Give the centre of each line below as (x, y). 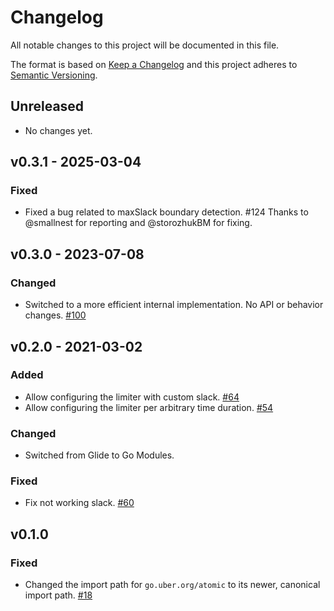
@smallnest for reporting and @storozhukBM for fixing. (138, 223)
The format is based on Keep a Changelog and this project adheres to (154, 64)
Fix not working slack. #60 (79, 503)
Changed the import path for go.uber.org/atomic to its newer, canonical (172, 585)
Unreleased (47, 106)
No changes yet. (58, 130)
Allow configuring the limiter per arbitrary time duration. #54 (149, 407)
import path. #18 (58, 595)
